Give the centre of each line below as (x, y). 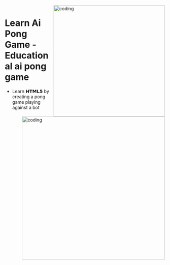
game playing (26, 102)
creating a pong (29, 97)
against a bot (26, 107)
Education (27, 56)
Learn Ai (23, 23)
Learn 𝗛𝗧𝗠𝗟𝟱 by (30, 91)
